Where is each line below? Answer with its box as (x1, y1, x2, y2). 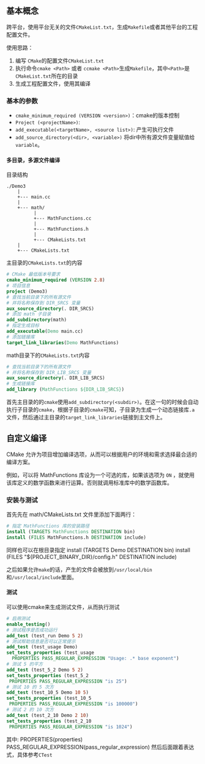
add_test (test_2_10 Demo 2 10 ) (6, 712, 89, 718)
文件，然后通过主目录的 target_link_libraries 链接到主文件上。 (6, 414, 166, 421)
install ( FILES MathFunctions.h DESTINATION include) (6, 534, 147, 541)
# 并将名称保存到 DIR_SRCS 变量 (6, 299, 81, 306)
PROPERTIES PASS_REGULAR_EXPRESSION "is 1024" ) (9, 724, 133, 730)
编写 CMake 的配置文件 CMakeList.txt (15, 57, 104, 64)
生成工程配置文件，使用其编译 (15, 80, 91, 87)
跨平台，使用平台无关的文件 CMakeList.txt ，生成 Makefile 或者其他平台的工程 (6, 23, 198, 31)
